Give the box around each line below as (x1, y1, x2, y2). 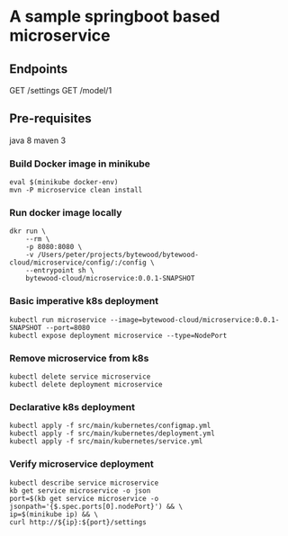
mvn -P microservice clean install (9, 186, 143, 195)
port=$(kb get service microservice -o (9, 494, 159, 503)
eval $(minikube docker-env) (9, 178, 119, 187)
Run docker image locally (9, 207, 122, 219)
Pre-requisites (9, 111, 92, 127)
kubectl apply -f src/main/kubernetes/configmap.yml (9, 421, 211, 431)
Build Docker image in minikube (9, 157, 150, 170)
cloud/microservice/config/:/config (9, 258, 147, 267)
